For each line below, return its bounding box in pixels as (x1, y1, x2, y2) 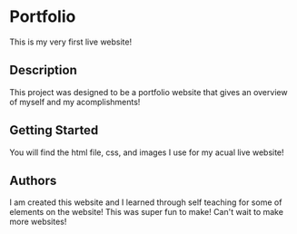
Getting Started (9, 122, 99, 138)
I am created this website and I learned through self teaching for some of (9, 197, 282, 208)
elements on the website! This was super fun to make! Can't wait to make (9, 207, 284, 218)
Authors (9, 172, 57, 188)
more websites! (9, 216, 67, 228)
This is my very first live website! (9, 36, 133, 47)
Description (9, 63, 77, 78)
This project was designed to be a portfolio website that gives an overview (9, 86, 288, 97)
